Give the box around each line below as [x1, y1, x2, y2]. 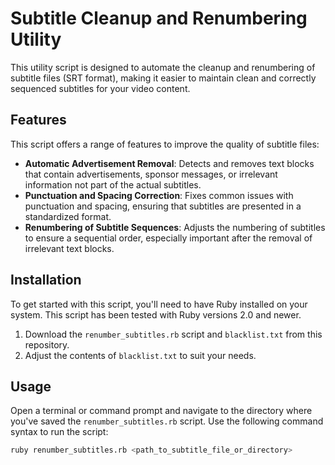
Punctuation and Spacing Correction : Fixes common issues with [24, 189, 294, 201]
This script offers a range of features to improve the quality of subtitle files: [10, 138, 320, 150]
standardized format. [24, 210, 112, 222]
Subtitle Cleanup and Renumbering [10, 7, 308, 30]
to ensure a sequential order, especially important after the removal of [24, 232, 313, 244]
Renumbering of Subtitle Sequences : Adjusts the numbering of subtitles [24, 221, 326, 233]
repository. [24, 338, 70, 351]
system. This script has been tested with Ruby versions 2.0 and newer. [10, 308, 302, 321]
